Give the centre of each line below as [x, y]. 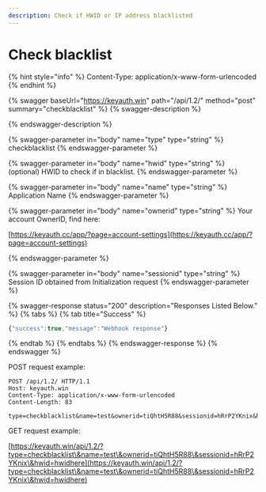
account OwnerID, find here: [54, 219]
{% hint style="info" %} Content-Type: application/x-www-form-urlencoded [133, 77]
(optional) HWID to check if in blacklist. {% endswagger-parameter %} [123, 172]
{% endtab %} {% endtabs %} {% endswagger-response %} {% [113, 343]
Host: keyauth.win [38, 388]
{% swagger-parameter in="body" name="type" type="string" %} [116, 139]
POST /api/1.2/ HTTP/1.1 [49, 382]
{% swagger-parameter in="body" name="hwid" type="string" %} [117, 163]
